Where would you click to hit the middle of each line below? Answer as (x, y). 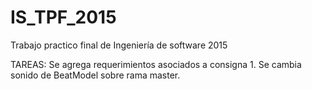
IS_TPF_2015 (63, 17)
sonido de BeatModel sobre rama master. (95, 75)
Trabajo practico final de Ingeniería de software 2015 (119, 45)
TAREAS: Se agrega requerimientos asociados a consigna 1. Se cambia (156, 64)
